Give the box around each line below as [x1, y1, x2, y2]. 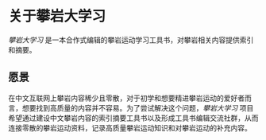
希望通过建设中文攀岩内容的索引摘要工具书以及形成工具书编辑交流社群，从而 [8, 113, 259, 122]
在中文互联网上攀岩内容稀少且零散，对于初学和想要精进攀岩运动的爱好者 [8, 93, 245, 103]
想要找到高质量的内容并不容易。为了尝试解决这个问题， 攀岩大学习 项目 [21, 103, 254, 112]
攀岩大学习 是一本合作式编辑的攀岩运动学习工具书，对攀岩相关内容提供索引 [8, 35, 254, 45]
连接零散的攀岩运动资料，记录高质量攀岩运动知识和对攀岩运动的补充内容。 [8, 122, 252, 132]
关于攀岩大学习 [8, 7, 106, 25]
